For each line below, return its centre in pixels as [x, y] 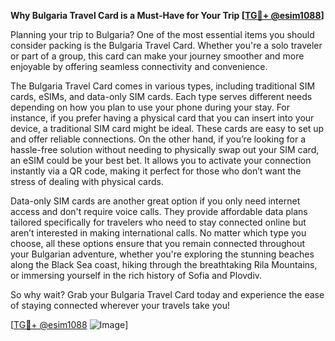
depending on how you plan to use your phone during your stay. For [150, 107]
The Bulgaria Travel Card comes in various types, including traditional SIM [163, 86]
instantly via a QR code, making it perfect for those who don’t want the [156, 171]
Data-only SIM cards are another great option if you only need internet [155, 201]
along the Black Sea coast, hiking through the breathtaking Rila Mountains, [164, 264]
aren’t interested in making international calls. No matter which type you [158, 233]
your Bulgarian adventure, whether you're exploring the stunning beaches [162, 254]
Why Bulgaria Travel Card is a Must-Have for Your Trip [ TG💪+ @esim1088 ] [167, 15]
